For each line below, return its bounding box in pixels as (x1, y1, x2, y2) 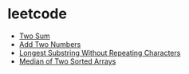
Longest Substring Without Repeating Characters (18, 48, 181, 57)
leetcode (7, 5, 67, 23)
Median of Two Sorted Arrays (18, 56, 116, 66)
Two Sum (18, 31, 51, 41)
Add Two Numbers (18, 39, 81, 49)
